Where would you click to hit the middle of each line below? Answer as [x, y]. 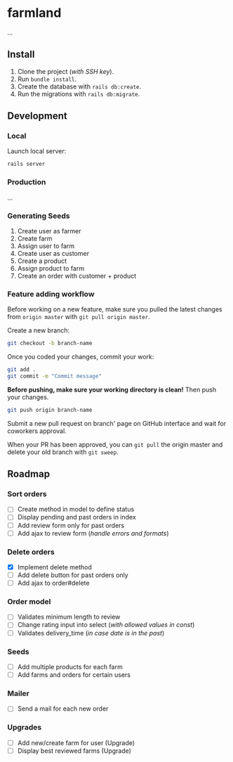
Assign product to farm [51, 268]
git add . [22, 370]
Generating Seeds [39, 216]
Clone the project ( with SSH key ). [66, 71]
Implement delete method [55, 567]
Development [38, 116]
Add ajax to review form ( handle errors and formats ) [93, 533]
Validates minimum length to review [69, 617]
